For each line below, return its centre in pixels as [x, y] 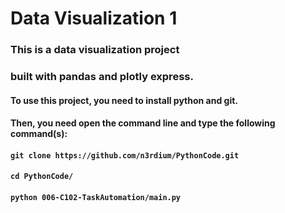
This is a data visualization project [95, 50]
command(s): [39, 134]
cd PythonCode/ [42, 177]
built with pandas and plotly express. [102, 77]
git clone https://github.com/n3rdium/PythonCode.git [125, 155]
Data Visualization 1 [94, 18]
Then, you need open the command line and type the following [143, 123]
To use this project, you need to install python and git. [124, 100]
